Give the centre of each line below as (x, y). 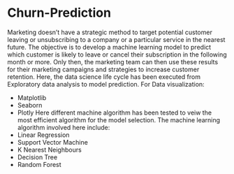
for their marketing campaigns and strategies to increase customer (103, 69)
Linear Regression (43, 135)
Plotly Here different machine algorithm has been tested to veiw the (114, 113)
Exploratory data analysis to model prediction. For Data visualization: (106, 84)
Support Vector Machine (53, 142)
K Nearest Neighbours (49, 150)
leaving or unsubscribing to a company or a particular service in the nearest (116, 39)
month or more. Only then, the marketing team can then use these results (113, 61)
